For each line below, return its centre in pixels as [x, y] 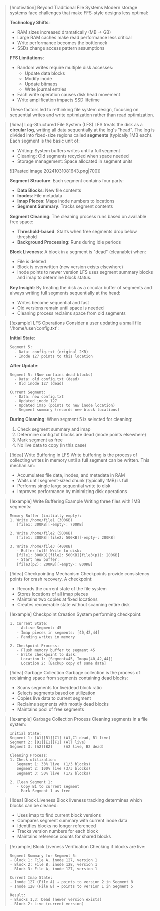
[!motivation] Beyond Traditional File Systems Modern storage [73, 7]
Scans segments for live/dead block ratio [59, 688]
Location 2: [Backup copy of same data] [63, 663]
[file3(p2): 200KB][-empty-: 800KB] [55, 564]
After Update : [24, 365]
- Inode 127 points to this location [54, 356]
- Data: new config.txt [39, 397]
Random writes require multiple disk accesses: [65, 68]
